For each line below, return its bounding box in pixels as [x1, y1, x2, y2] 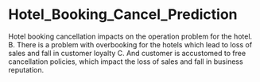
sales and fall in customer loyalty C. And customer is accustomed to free [8, 48, 246, 58]
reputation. [8, 65, 45, 74]
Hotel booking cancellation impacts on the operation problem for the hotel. [8, 32, 253, 41]
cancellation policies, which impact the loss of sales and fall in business [8, 57, 244, 66]
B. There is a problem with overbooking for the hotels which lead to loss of [8, 39, 253, 49]
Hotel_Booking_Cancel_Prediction [8, 6, 238, 24]
